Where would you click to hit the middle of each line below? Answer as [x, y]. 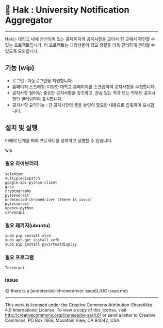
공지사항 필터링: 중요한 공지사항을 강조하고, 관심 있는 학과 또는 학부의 [77, 92]
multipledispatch [23, 178]
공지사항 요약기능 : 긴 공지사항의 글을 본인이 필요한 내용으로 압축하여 [77, 105]
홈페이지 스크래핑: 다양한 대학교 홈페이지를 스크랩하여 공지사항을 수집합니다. [84, 87]
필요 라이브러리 [22, 164]
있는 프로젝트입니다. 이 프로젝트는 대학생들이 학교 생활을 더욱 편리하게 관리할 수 [80, 45]
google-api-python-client [31, 182]
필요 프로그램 [19, 257]
